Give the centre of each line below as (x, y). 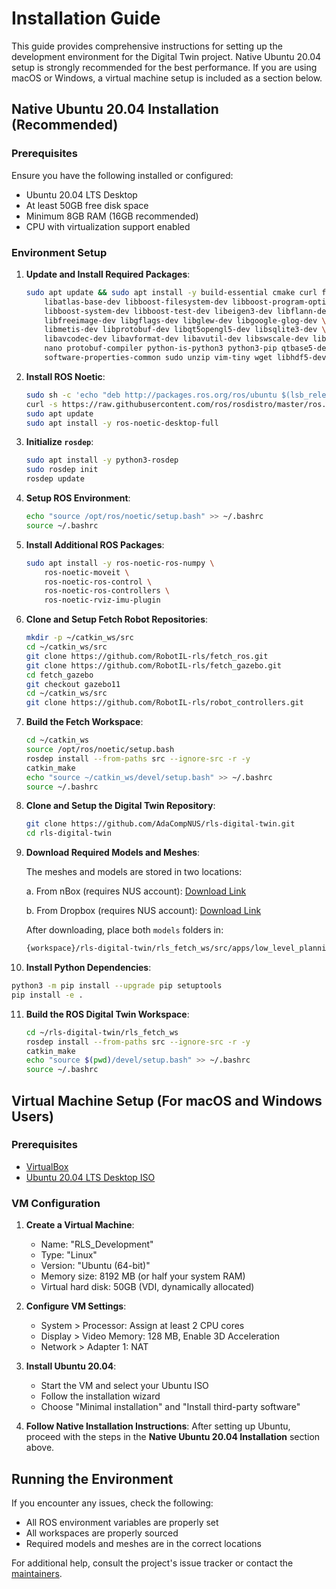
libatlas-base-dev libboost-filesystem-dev (136, 302)
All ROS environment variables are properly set (122, 1522)
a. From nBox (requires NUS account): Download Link (136, 891)
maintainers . (37, 1573)
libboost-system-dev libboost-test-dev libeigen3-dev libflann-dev (187, 311)
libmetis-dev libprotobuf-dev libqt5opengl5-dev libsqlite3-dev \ (185, 330)
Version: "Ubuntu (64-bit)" (95, 1266)
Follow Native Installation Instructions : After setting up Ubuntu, (158, 1426)
